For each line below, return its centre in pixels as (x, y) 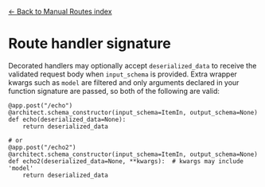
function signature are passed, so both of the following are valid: (114, 91)
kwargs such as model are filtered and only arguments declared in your (124, 82)
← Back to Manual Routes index (60, 12)
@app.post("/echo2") (43, 147)
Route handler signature (90, 44)
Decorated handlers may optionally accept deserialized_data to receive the (132, 65)
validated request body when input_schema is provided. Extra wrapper (123, 74)
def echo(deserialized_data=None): (67, 119)
